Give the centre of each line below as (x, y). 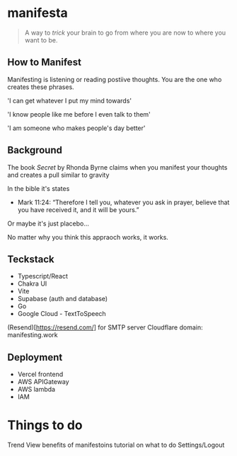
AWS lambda (36, 390)
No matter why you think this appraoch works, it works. (88, 237)
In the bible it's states (39, 188)
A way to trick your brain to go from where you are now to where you (125, 33)
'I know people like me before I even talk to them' (79, 114)
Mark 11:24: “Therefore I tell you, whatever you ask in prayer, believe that (123, 202)
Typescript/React (43, 276)
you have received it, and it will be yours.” (78, 209)
